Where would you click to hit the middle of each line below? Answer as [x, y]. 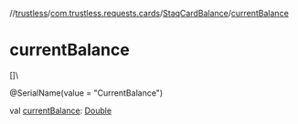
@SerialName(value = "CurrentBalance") [86, 93]
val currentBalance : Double [61, 110]
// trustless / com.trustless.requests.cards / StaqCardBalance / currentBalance [149, 13]
